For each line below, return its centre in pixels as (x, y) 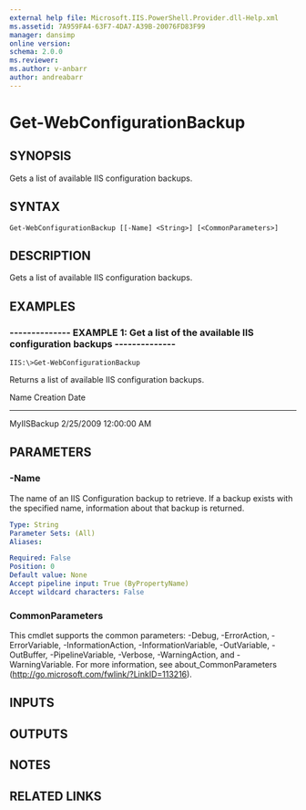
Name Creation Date (48, 397)
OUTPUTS (39, 734)
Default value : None (49, 575)
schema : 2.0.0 (36, 52)
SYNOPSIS (41, 156)
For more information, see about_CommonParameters (177, 665)
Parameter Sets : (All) (52, 533)
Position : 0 (32, 567)
